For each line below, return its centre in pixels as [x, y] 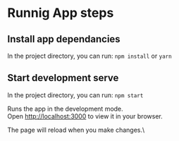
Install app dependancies [64, 39]
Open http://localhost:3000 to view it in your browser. [85, 116]
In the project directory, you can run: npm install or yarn [89, 56]
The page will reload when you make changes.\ [76, 130]
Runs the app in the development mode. [65, 109]
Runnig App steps [61, 13]
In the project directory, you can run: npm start [75, 95]
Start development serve [63, 78]
